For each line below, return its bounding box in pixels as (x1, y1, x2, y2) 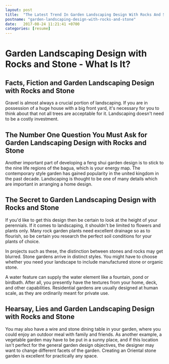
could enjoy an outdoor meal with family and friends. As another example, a (5, 331, 162, 337)
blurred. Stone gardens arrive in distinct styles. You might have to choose (5, 253, 157, 260)
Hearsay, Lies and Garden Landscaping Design (5, 305, 155, 313)
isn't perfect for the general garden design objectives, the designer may (5, 342, 154, 348)
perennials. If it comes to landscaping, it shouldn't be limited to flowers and (5, 222, 161, 228)
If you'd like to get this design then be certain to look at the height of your (5, 217, 157, 223)
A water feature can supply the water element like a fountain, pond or (5, 274, 149, 280)
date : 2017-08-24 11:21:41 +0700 (5, 21, 80, 27)
